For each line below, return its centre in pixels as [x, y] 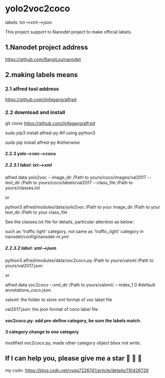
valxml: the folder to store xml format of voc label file [59, 300]
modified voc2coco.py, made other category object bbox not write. [73, 343]
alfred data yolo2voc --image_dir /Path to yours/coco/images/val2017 [76, 177]
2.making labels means [41, 75]
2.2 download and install [35, 113]
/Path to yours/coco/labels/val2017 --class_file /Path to [77, 183]
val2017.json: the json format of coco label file [52, 309]
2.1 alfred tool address [32, 89]
